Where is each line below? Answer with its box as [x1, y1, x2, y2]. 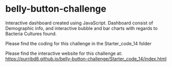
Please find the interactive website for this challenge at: [5, 50, 123, 56]
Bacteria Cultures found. [5, 30, 57, 37]
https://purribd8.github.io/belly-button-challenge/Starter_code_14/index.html [5, 55, 167, 61]
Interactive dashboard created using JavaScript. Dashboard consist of [5, 20, 154, 26]
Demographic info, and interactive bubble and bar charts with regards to [5, 25, 158, 31]
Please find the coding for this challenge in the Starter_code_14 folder [5, 40, 152, 46]
